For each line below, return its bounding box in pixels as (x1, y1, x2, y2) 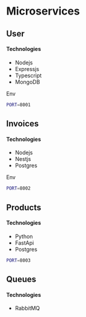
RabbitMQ (14, 305, 40, 312)
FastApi (14, 239, 34, 247)
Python (14, 233, 33, 240)
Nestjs (14, 155, 31, 163)
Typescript (14, 72, 42, 79)
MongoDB (14, 78, 40, 86)
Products (6, 202, 41, 213)
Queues (6, 274, 37, 284)
